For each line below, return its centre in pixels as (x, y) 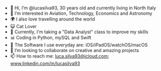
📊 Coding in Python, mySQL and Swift (51, 38)
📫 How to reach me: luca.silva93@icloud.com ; (60, 56)
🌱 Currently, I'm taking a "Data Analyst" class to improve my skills (79, 32)
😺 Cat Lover (23, 26)
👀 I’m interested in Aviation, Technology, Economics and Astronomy (81, 13)
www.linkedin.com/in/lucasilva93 (45, 63)
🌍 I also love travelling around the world (53, 19)
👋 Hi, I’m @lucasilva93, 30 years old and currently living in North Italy (83, 8)
